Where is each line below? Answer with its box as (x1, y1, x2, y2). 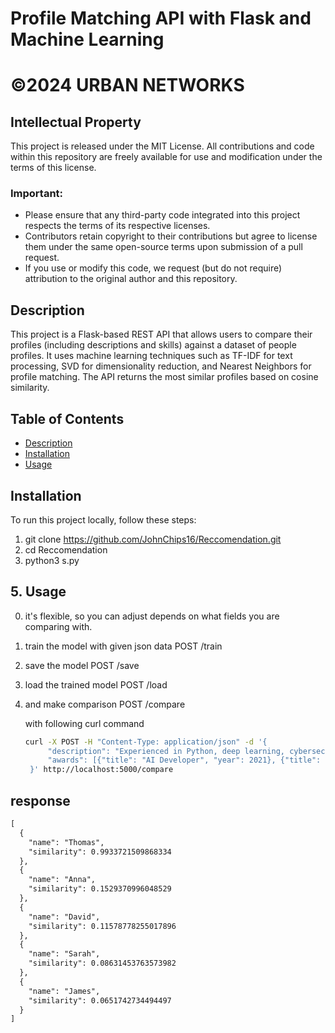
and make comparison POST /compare (24, 698, 186, 710)
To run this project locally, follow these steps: (10, 513, 197, 526)
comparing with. (24, 620, 93, 632)
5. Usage (10, 583, 67, 601)
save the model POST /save (24, 659, 140, 671)
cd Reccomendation (24, 543, 108, 556)
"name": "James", (28, 986, 101, 996)
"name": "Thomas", (28, 837, 105, 847)
